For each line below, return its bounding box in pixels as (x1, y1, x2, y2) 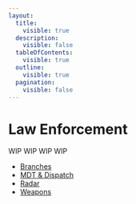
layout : (8, 11, 34, 20)
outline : (15, 64, 45, 72)
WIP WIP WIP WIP (8, 147, 68, 156)
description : (15, 33, 59, 42)
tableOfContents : (15, 49, 74, 57)
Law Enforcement (8, 120, 128, 138)
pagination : (15, 78, 56, 86)
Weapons (19, 187, 52, 197)
